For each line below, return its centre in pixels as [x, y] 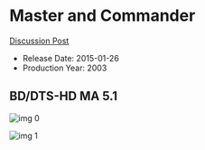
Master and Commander [102, 16]
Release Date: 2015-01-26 [70, 58]
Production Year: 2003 [65, 68]
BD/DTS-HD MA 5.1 [64, 96]
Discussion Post [39, 41]
